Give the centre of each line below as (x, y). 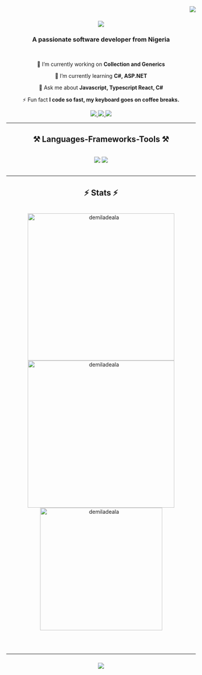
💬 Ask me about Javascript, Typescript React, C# (101, 88)
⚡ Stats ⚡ (101, 193)
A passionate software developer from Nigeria (101, 40)
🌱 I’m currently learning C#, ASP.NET (101, 76)
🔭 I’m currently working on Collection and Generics (101, 64)
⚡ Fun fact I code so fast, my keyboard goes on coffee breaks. (101, 100)
